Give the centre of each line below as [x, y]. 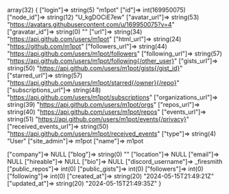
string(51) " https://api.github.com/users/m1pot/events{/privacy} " [98, 119]
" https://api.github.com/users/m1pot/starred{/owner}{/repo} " [93, 83]
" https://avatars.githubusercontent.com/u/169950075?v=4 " [91, 24]
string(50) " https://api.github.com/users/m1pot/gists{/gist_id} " [95, 68]
